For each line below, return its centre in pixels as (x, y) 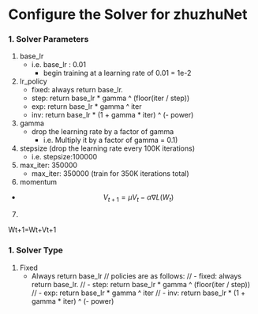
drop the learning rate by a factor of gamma (103, 132)
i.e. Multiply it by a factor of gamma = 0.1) (110, 140)
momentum (38, 182)
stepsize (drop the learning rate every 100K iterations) (107, 148)
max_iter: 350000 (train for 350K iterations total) (110, 174)
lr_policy (33, 81)
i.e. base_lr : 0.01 (59, 65)
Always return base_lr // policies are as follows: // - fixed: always (136, 276)
